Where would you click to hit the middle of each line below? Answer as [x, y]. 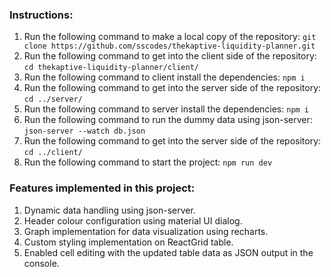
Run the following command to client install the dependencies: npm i [164, 77]
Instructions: [41, 15]
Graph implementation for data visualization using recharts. [146, 231]
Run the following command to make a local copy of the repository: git [170, 37]
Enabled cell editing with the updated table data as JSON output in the [168, 252]
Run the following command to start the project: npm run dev [148, 162]
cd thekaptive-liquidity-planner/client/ [111, 68]
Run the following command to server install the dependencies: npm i [166, 109]
